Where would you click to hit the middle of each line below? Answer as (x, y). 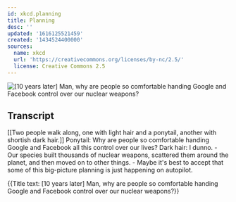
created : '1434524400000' (45, 40)
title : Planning (31, 20)
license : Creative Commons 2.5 (60, 66)
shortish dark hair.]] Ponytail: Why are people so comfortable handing (108, 140)
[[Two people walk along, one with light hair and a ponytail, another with (112, 133)
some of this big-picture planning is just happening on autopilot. (100, 170)
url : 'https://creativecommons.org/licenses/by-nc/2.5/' (99, 60)
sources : (20, 46)
